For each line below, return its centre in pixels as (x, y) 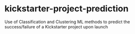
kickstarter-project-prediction (67, 9)
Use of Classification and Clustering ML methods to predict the (67, 22)
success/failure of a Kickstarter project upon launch (56, 26)
